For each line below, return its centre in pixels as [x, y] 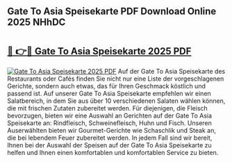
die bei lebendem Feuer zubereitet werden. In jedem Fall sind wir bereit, [110, 138]
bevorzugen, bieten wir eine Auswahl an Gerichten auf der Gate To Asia [110, 115]
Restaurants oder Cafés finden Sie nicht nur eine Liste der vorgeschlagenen [116, 79]
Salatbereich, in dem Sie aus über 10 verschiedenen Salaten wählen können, [116, 101]
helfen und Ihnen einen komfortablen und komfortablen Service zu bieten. [113, 153]
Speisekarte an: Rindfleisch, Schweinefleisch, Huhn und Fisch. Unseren [109, 123]
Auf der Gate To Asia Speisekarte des [172, 71]
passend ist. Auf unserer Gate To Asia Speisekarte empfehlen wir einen [109, 94]
